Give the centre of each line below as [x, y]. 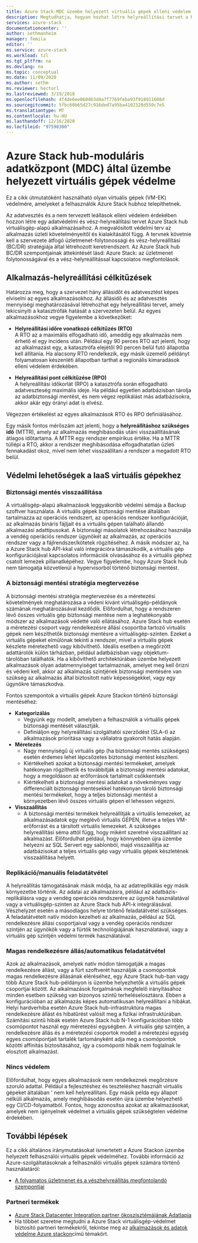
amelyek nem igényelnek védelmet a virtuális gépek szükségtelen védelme [97, 1111]
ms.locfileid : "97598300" [38, 127]
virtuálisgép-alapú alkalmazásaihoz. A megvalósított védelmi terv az [89, 227]
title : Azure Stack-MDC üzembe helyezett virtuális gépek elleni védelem [99, 12]
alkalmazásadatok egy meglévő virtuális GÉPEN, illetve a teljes [99, 820]
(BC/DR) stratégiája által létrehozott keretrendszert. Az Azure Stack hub [93, 246]
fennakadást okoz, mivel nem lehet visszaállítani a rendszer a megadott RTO [99, 451]
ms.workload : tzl [27, 56]
